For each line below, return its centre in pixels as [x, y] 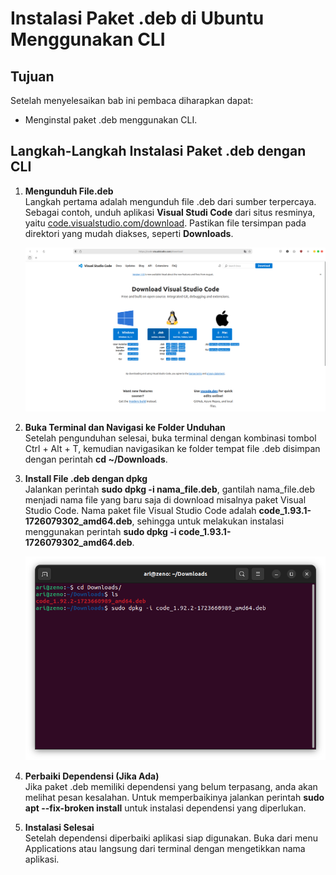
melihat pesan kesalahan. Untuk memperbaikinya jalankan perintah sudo [174, 797]
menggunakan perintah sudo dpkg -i [100, 531]
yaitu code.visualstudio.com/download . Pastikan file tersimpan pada [165, 223]
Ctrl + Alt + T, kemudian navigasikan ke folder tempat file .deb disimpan [172, 448]
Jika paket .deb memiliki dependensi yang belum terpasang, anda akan [171, 786]
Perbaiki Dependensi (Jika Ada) [92, 776]
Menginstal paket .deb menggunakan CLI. [111, 120]
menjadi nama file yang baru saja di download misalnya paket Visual [165, 499]
